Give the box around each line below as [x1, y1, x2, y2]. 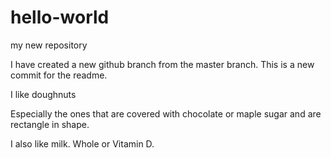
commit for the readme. [10, 69, 108, 81]
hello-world [10, 6, 110, 29]
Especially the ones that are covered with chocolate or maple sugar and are [10, 107, 322, 120]
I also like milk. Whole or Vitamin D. [10, 137, 155, 150]
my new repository [10, 39, 88, 51]
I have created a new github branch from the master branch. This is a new [10, 58, 315, 70]
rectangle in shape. [10, 118, 90, 130]
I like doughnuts [10, 88, 77, 100]
